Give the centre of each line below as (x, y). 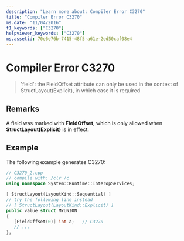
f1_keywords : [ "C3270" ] (35, 28)
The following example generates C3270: (56, 162)
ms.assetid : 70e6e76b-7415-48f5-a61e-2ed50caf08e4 (69, 39)
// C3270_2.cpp (25, 173)
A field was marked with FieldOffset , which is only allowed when (84, 123)
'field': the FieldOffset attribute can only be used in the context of (99, 84)
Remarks (23, 109)
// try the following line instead (50, 200)
